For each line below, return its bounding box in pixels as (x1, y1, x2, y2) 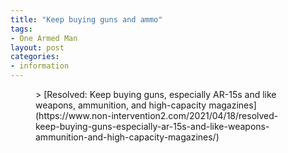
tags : (10, 24, 33, 34)
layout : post (10, 42, 65, 53)
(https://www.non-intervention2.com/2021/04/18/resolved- (35, 110, 279, 121)
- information (10, 61, 70, 71)
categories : (10, 52, 60, 62)
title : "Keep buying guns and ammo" (10, 14, 163, 25)
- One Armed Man (10, 33, 78, 43)
